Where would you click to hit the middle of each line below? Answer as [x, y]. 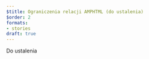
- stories [19, 28]
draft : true [21, 34]
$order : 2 [19, 17]
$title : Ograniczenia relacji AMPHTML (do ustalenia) [75, 12]
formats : [17, 23]
